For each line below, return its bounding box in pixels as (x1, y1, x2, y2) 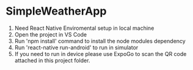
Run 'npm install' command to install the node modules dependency (14, 37, 186, 44)
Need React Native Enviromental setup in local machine (14, 24, 155, 32)
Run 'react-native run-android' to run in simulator (14, 44, 139, 51)
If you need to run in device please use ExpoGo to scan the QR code (14, 50, 187, 57)
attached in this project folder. (14, 57, 90, 64)
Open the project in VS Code (14, 30, 87, 38)
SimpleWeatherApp (5, 4, 107, 18)
